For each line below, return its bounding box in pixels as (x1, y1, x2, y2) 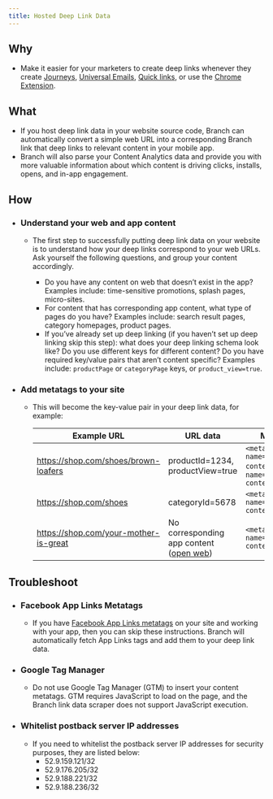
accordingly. (32, 261, 75, 271)
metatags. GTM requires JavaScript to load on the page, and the (32, 692, 248, 701)
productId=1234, (167, 455, 234, 467)
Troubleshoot (8, 575, 79, 589)
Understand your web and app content (19, 217, 176, 228)
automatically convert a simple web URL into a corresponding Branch (19, 135, 253, 145)
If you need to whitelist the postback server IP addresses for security (32, 739, 264, 749)
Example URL (71, 430, 125, 441)
